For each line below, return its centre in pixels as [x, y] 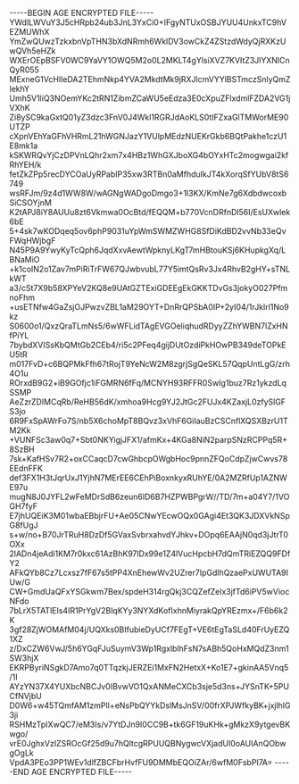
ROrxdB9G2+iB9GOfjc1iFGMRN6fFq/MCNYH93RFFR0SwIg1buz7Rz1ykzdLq [148, 383]
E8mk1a [24, 146]
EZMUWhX [29, 32]
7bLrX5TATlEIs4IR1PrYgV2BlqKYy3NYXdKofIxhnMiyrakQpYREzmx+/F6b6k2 [149, 610]
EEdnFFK [26, 468]
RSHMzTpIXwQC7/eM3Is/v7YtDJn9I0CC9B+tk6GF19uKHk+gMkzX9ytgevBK [150, 724]
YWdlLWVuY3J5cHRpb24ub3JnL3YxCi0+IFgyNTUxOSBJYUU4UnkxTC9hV [148, 22]
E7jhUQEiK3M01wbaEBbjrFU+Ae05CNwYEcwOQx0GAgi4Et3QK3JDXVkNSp [149, 516]
